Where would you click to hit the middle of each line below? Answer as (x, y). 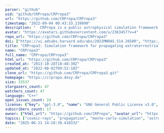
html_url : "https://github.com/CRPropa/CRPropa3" (57, 59)
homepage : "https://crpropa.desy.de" (43, 77)
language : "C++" (21, 95)
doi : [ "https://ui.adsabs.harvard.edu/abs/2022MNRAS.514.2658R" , (73, 41)
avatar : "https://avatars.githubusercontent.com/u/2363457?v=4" (72, 32)
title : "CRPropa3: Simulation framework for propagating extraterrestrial (83, 46)
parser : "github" (23, 9)
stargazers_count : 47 (27, 86)
